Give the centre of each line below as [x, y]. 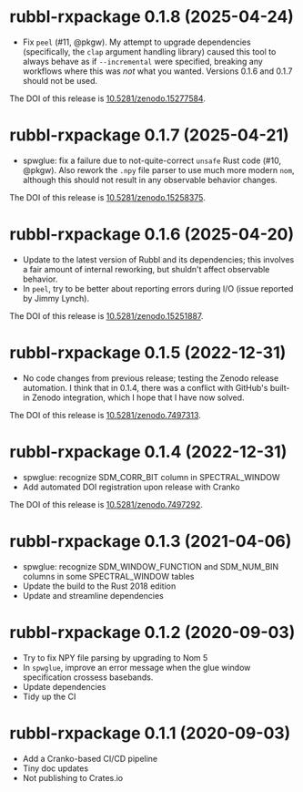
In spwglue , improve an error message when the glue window [136, 667]
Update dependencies [64, 686]
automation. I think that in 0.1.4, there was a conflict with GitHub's [145, 387]
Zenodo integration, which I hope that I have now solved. [138, 397]
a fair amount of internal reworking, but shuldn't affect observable [146, 269]
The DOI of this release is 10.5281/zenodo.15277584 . [108, 98]
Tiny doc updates [56, 768]
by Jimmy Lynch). [56, 298]
